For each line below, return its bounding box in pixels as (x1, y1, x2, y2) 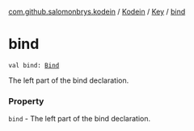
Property (8, 96, 44, 107)
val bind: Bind (8, 61, 60, 69)
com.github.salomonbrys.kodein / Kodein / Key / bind (8, 7, 186, 16)
